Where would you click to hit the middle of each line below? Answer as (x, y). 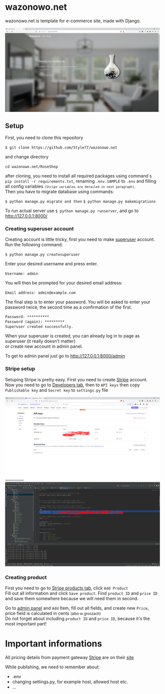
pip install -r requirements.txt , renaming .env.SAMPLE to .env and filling (81, 181)
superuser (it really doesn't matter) (40, 341)
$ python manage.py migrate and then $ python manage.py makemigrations (81, 202)
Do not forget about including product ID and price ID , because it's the (78, 619)
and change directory (27, 157)
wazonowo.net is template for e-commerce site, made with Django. (73, 21)
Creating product (26, 577)
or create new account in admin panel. (44, 346)
